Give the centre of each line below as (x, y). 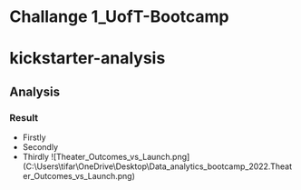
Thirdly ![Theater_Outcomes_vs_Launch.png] (106, 157)
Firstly (34, 137)
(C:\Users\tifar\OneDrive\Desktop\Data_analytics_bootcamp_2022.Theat (157, 166)
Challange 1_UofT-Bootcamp (119, 17)
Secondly (40, 147)
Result (24, 117)
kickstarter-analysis (87, 59)
